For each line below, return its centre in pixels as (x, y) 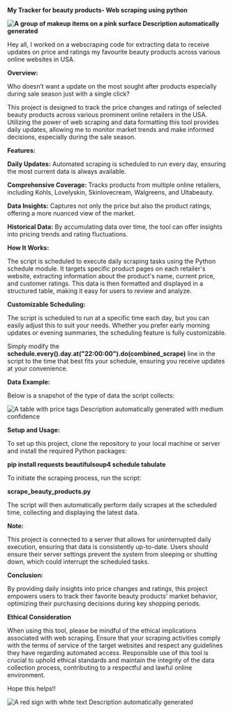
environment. (26, 675)
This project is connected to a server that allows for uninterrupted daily (109, 539)
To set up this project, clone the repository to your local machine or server (114, 443)
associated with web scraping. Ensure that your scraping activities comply (114, 638)
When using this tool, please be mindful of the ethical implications (102, 630)
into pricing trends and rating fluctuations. (68, 234)
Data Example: (29, 382)
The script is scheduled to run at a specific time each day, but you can (108, 318)
